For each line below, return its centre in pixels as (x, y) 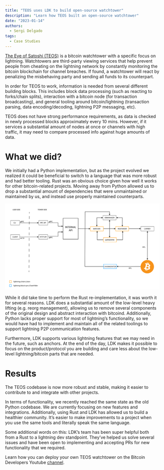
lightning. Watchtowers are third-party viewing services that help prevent (79, 61)
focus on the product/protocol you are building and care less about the (76, 348)
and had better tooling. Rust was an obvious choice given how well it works (81, 180)
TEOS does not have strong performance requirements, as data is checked (81, 116)
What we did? (34, 157)
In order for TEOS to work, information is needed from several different (76, 86)
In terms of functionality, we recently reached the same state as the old (77, 402)
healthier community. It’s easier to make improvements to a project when (78, 417)
